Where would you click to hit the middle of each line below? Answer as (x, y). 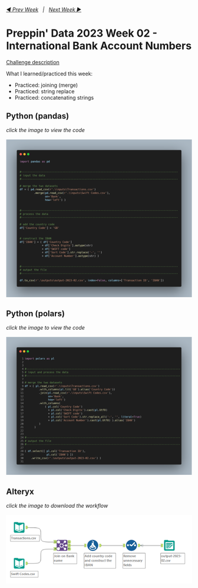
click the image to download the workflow (57, 506)
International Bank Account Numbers (99, 46)
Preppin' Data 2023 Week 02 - (82, 33)
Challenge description (33, 62)
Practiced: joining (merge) (46, 85)
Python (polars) (35, 313)
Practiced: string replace (44, 91)
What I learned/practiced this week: (49, 73)
